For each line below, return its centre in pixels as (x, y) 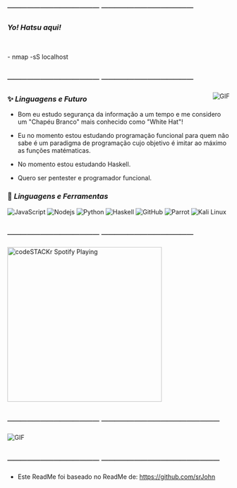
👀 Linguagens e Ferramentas (58, 197)
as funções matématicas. (54, 151)
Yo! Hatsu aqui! (35, 28)
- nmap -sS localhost (38, 57)
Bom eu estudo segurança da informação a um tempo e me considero (119, 115)
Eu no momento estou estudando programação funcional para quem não (123, 136)
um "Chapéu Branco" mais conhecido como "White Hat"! (100, 122)
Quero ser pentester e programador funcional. (85, 178)
